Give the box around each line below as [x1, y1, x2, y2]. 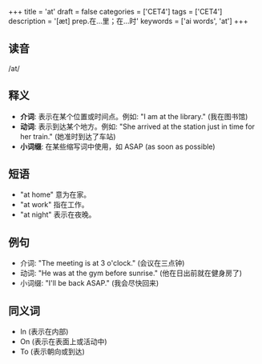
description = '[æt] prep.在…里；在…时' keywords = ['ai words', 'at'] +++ [8, 16, 248, 26]
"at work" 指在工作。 [19, 200, 89, 210]
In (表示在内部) [19, 327, 69, 337]
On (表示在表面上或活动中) [19, 337, 107, 346]
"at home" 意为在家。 [19, 190, 91, 199]
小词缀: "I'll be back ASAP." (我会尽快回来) [19, 278, 159, 288]
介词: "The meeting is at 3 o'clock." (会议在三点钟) [19, 258, 185, 268]
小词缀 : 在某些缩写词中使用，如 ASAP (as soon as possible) [19, 142, 216, 151]
